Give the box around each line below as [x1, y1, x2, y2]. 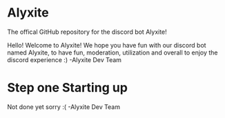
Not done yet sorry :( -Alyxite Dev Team [7, 102, 121, 111]
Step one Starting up [7, 80, 128, 96]
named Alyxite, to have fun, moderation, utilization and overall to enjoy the [7, 48, 219, 57]
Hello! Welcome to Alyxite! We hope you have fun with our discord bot [7, 41, 206, 49]
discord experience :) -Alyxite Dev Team [7, 55, 122, 63]
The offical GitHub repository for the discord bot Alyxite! [7, 28, 167, 36]
